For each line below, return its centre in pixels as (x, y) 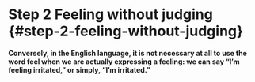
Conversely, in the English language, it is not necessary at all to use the (128, 53)
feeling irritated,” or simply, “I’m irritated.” (79, 69)
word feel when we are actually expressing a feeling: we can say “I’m (124, 61)
